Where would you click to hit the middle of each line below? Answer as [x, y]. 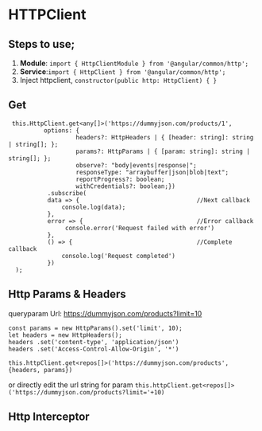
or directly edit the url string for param [71, 385]
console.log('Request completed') [119, 256]
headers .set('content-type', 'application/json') [94, 342]
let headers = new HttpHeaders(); [65, 335]
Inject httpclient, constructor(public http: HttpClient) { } [118, 80]
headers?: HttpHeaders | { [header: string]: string [165, 137]
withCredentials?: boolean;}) [126, 186]
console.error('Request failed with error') [140, 228]
